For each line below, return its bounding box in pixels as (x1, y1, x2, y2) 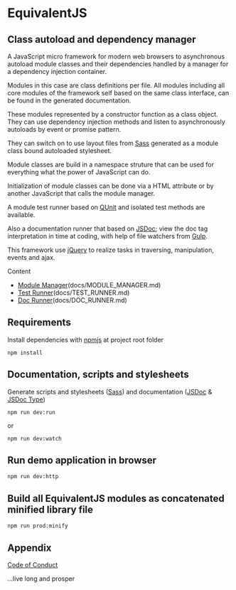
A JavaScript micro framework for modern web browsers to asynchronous (7, 52, 225, 60)
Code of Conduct (7, 561, 58, 569)
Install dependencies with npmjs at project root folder (7, 335, 164, 344)
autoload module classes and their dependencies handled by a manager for (7, 60, 229, 68)
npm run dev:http (7, 473, 59, 480)
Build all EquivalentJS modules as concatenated (7, 492, 225, 505)
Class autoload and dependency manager (7, 33, 197, 46)
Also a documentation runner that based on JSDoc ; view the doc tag (7, 224, 208, 233)
